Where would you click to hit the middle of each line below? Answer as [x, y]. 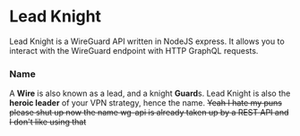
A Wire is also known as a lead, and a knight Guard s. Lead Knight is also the [150, 93]
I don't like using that [48, 122]
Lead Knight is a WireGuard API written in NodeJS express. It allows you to [147, 41]
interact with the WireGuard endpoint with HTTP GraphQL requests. [134, 50]
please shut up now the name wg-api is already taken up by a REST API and [149, 113]
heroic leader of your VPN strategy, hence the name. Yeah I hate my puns [146, 103]
